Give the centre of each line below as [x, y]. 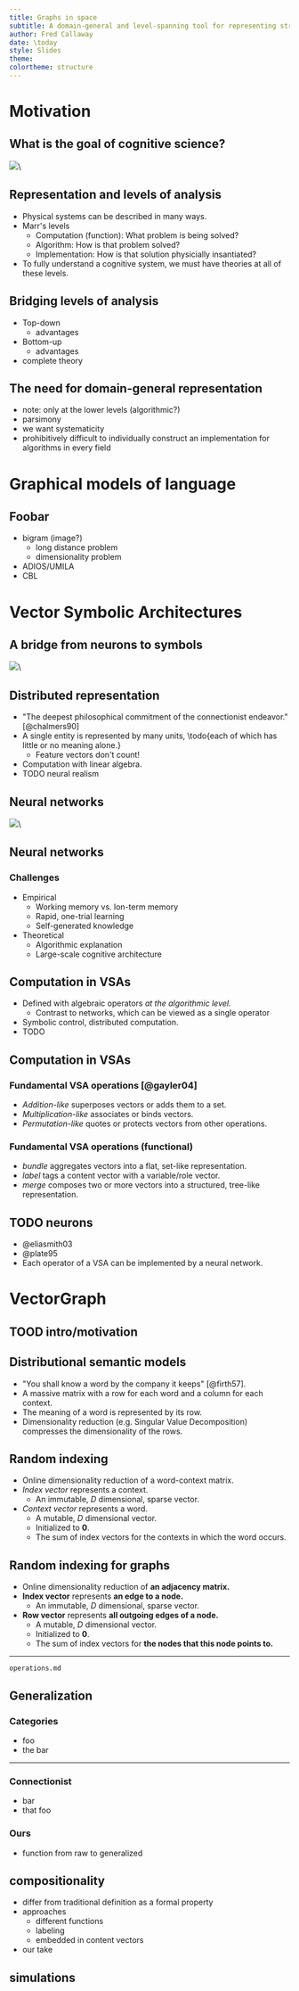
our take [37, 1950]
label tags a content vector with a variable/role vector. [121, 1176]
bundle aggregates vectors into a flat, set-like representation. [134, 1166]
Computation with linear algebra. [82, 764]
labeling [50, 1930]
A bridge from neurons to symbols [106, 644]
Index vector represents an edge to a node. [103, 1596]
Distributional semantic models [98, 1362]
